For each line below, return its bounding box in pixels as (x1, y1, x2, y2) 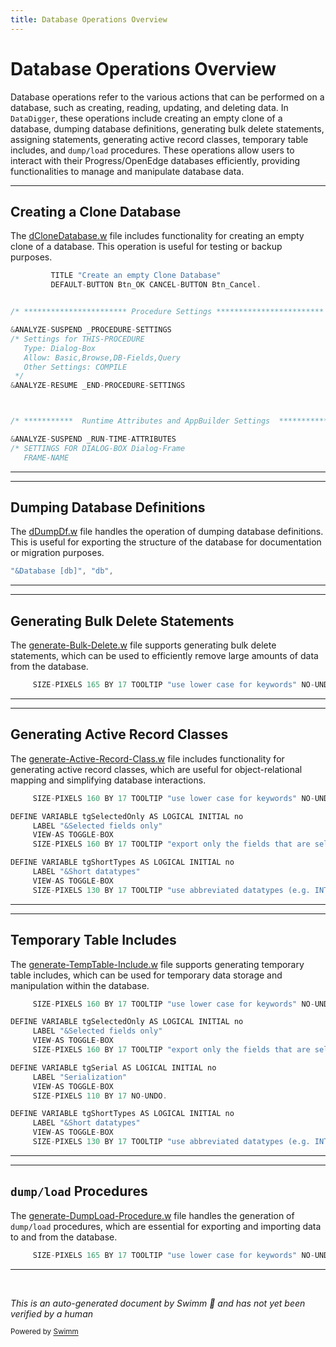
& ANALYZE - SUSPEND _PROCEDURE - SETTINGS (10, 325, 172, 335)
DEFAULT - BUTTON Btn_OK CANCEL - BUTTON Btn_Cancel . (50, 280, 262, 290)
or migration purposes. (10, 547, 105, 559)
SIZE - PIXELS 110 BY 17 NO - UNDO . (32, 1091, 168, 1101)
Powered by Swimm (10, 1327, 79, 1337)
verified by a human (10, 1307, 94, 1320)
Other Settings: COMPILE (23, 362, 128, 372)
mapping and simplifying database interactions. (10, 774, 207, 786)
